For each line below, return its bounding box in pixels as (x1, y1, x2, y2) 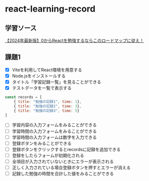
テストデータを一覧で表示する (12, 85, 72, 90)
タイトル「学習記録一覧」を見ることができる (12, 79, 102, 85)
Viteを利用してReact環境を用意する (12, 67, 82, 73)
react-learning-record (5, 3, 96, 15)
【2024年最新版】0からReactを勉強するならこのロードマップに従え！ (5, 38, 144, 43)
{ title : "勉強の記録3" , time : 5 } (14, 108, 80, 113)
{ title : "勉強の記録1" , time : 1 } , (14, 99, 82, 104)
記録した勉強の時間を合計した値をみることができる (12, 170, 114, 176)
